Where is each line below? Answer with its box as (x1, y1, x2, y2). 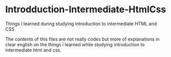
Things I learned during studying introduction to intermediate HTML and (5, 21, 157, 27)
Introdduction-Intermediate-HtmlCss (5, 4, 166, 15)
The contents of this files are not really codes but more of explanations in (5, 36, 160, 42)
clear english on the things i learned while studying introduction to (5, 41, 145, 47)
